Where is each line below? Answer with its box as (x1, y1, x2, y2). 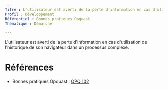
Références (5, 62, 54, 73)
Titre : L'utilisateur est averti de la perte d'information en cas (5, 7, 151, 12)
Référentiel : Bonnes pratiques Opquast (5, 16, 91, 21)
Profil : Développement (5, 12, 55, 17)
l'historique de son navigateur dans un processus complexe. (5, 44, 129, 50)
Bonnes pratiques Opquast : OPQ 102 (12, 78, 89, 85)
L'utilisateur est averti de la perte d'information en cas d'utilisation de (5, 39, 147, 45)
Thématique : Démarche (5, 21, 52, 26)
